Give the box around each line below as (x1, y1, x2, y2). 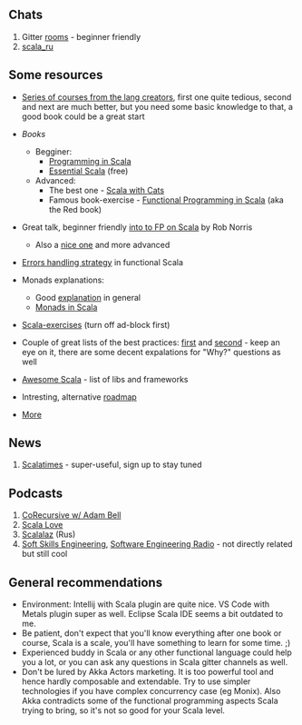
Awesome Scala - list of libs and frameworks (21, 373, 189, 384)
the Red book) (48, 204, 102, 214)
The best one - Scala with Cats (48, 184, 165, 195)
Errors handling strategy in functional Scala (21, 256, 183, 267)
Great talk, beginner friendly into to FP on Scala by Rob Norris (21, 222, 253, 233)
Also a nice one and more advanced (34, 239, 170, 250)
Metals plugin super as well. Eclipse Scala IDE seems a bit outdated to (21, 609, 283, 620)
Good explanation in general (34, 292, 141, 303)
